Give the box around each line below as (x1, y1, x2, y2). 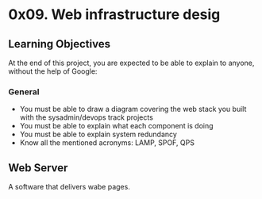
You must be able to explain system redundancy (19, 129, 177, 140)
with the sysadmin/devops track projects (19, 113, 153, 122)
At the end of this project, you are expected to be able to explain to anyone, (8, 58, 255, 67)
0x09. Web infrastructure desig (8, 6, 221, 24)
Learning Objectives (8, 37, 111, 51)
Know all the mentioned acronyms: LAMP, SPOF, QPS (19, 138, 195, 147)
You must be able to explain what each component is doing (19, 121, 214, 131)
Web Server (8, 161, 68, 174)
